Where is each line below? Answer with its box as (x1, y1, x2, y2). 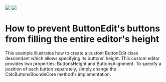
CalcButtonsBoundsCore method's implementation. (5, 71, 111, 77)
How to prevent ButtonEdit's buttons (5, 23, 160, 34)
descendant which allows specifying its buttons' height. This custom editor (5, 55, 160, 61)
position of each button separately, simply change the (5, 65, 117, 72)
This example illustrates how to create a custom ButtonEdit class (5, 50, 139, 56)
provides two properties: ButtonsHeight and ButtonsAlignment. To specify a (5, 60, 161, 66)
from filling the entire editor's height (5, 33, 159, 45)
